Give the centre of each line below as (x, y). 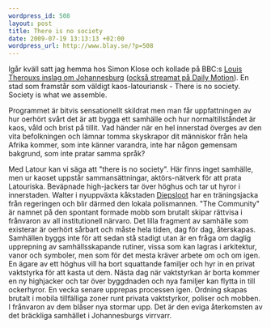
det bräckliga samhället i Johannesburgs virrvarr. (90, 316)
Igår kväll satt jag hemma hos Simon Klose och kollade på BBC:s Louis (125, 69)
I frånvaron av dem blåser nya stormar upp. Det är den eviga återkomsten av (135, 307)
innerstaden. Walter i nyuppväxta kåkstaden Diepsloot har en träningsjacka (133, 195)
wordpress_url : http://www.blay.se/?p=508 (81, 46)
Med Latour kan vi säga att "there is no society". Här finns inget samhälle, (131, 169)
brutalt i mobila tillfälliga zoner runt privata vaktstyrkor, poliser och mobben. (135, 298)
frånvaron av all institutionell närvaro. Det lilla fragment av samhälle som (129, 221)
